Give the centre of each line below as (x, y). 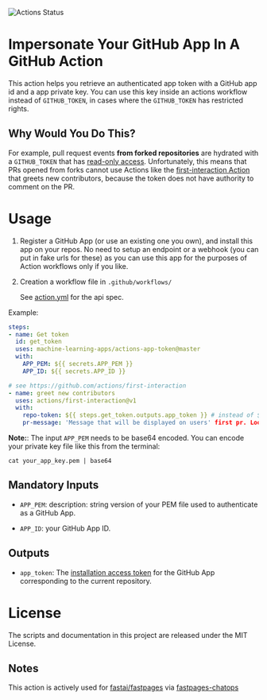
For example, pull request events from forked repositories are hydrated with (133, 153)
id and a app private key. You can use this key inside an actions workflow (128, 91)
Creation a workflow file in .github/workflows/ (96, 282)
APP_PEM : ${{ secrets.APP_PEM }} (78, 364)
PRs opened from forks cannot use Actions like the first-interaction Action (129, 169)
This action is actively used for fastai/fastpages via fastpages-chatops (124, 687)
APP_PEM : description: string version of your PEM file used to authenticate (139, 504)
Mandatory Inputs (54, 485)
